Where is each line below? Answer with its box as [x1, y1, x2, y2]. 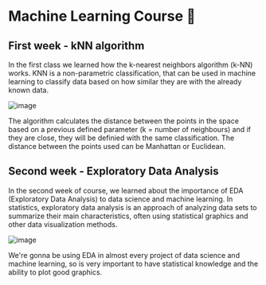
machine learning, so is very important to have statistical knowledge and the [8, 259, 259, 268]
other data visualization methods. [8, 219, 118, 229]
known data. [8, 85, 49, 95]
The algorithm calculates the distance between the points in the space [8, 116, 239, 126]
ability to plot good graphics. [8, 267, 103, 277]
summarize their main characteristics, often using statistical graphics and [8, 211, 248, 221]
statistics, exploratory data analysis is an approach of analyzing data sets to [8, 202, 257, 212]
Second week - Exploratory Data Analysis [8, 165, 219, 178]
